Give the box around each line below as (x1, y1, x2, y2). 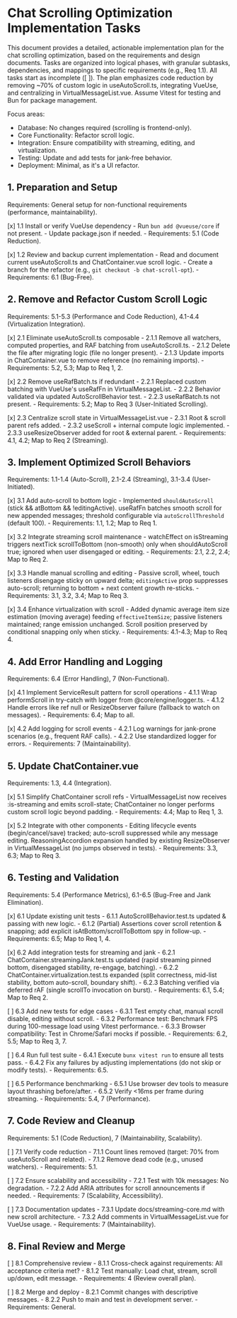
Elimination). (7, 898, 44, 906)
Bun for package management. (7, 96, 98, 104)
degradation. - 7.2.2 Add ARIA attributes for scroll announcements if (7, 1184, 205, 1192)
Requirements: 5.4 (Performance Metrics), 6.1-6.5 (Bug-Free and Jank (7, 890, 211, 899)
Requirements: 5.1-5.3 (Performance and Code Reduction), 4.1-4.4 (7, 312, 200, 320)
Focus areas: (7, 110, 45, 118)
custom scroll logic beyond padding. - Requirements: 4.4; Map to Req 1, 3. (7, 808, 224, 816)
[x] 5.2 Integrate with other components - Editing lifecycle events (7, 821, 197, 829)
